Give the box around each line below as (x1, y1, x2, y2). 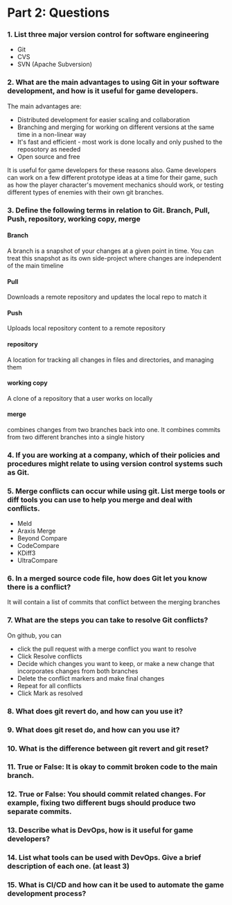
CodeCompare (17, 542, 60, 550)
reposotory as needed (17, 144, 81, 153)
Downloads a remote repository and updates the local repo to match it (7, 293, 207, 301)
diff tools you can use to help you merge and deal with (7, 495, 193, 504)
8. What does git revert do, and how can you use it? (7, 706, 184, 716)
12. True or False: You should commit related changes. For (7, 790, 206, 799)
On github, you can (7, 631, 62, 640)
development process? (7, 889, 87, 899)
